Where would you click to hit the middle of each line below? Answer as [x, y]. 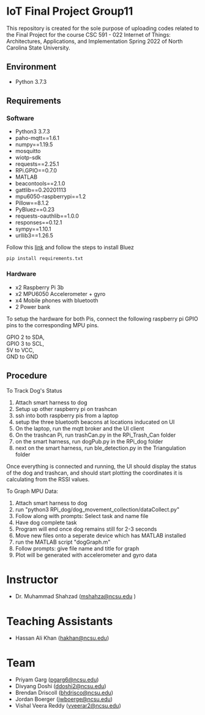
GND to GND [22, 357]
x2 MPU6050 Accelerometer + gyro [60, 294]
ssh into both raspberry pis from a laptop [67, 415]
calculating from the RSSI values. [48, 479]
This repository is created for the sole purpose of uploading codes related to [103, 28]
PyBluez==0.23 [35, 210]
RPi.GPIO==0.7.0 [36, 171]
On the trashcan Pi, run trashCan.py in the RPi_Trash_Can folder [95, 435]
